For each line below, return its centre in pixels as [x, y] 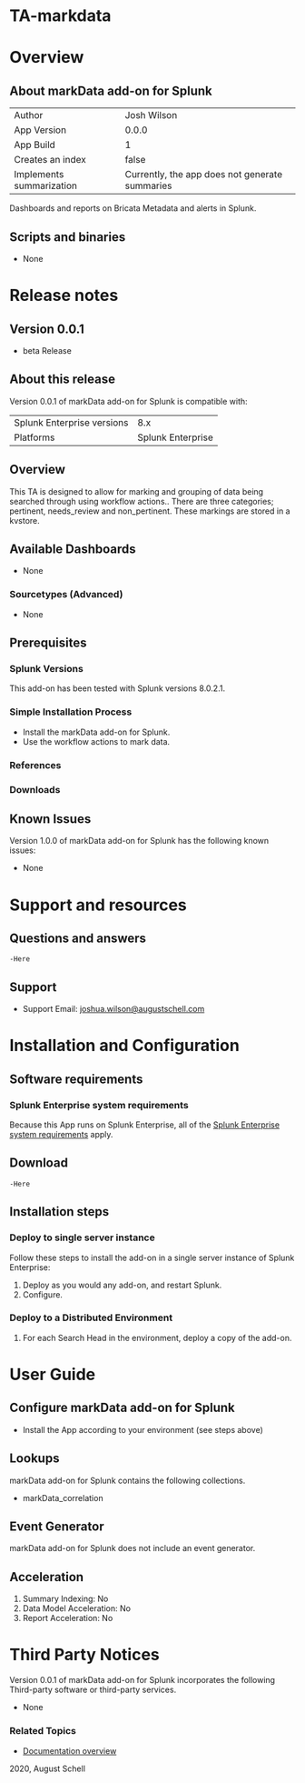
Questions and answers [78, 938]
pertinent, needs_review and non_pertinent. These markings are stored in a [150, 511]
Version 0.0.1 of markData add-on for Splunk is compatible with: [128, 401]
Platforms [34, 437]
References [35, 765]
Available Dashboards [73, 550]
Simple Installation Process [71, 712]
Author [29, 115]
